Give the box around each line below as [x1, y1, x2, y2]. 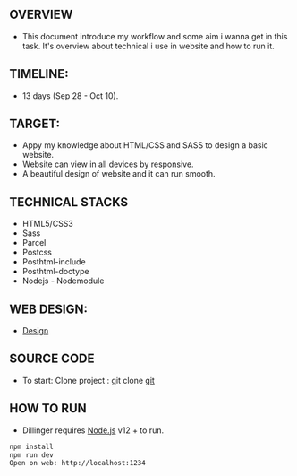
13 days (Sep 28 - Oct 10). [21, 90, 119, 101]
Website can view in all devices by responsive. [21, 159, 194, 169]
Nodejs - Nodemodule [21, 275, 105, 286]
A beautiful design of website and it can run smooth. [21, 169, 216, 179]
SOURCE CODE [9, 351, 95, 367]
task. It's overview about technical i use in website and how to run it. [21, 40, 275, 51]
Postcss [21, 247, 52, 258]
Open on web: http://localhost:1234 [9, 459, 146, 468]
